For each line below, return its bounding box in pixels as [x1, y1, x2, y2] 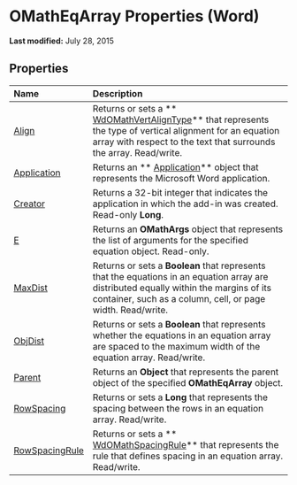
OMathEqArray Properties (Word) [9, 6, 260, 27]
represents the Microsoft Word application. [92, 172, 270, 184]
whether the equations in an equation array [92, 329, 271, 342]
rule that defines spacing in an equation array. [92, 450, 284, 462]
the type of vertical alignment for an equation [92, 124, 280, 136]
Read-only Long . [92, 208, 164, 220]
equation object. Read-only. [92, 245, 209, 258]
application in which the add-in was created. [92, 197, 278, 210]
